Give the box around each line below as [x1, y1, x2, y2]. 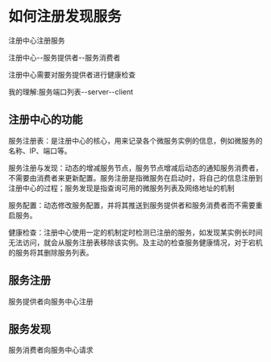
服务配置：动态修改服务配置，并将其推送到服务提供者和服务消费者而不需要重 [8, 200, 263, 210]
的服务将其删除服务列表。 [8, 248, 94, 257]
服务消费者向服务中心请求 [8, 345, 94, 355]
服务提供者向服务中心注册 [8, 296, 94, 306]
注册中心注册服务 [8, 35, 65, 45]
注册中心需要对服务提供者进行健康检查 [8, 69, 135, 79]
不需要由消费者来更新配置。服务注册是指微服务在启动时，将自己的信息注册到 [8, 173, 263, 182]
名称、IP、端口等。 [8, 146, 72, 156]
